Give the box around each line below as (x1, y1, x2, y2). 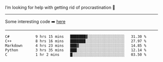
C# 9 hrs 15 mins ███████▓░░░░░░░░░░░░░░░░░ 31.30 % (5, 34, 147, 39)
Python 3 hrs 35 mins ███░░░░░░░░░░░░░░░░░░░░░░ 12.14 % (5, 48, 147, 52)
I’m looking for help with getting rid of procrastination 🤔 (5, 5, 115, 10)
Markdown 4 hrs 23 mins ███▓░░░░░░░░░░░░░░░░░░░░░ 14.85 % (5, 43, 147, 48)
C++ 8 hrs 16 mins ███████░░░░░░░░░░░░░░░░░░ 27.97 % (5, 38, 147, 43)
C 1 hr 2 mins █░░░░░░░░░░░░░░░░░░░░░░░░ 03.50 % (5, 52, 147, 57)
